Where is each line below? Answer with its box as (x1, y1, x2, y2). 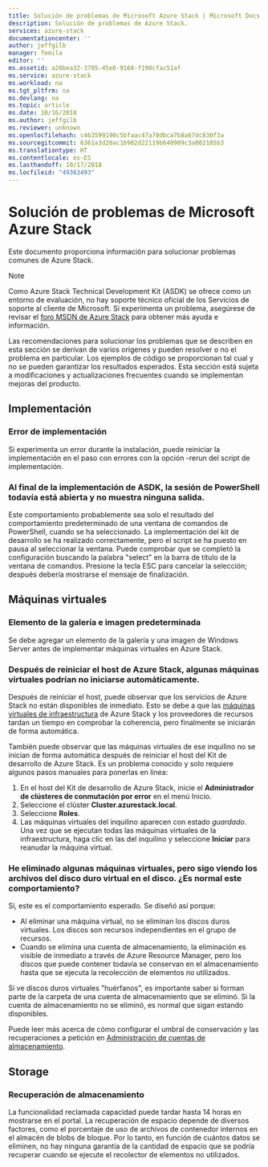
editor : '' (8, 57, 45, 65)
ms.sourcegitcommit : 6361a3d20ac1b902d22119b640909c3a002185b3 (8, 138, 225, 147)
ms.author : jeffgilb (8, 116, 78, 124)
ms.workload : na (8, 79, 63, 87)
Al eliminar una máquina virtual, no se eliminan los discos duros (19, 916, 230, 926)
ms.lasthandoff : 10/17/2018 (8, 161, 103, 169)
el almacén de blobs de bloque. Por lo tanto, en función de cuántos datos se (8, 1132, 261, 1142)
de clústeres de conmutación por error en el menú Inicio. (19, 791, 212, 801)
